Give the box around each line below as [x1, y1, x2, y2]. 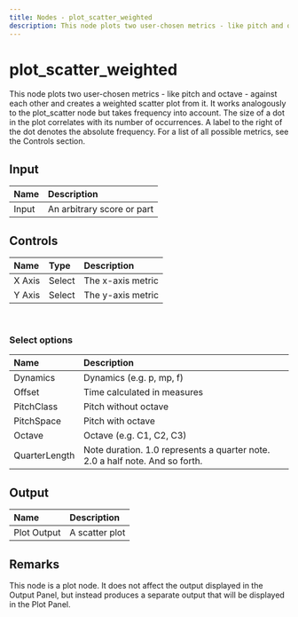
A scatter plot [69, 526, 126, 539]
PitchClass [13, 400, 59, 413]
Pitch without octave [82, 400, 169, 413]
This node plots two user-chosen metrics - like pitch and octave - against [9, 89, 278, 99]
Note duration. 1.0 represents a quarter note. [82, 444, 271, 456]
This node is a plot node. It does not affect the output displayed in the [9, 580, 263, 590]
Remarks [9, 557, 60, 572]
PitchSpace [13, 415, 62, 427]
